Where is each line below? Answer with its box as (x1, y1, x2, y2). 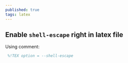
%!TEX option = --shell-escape (7, 53, 73, 58)
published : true (5, 7, 39, 12)
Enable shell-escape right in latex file (5, 30, 123, 39)
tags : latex (5, 12, 30, 17)
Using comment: (5, 43, 39, 50)
